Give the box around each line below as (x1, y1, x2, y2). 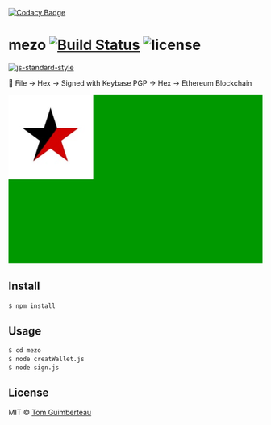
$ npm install (8, 301, 56, 310)
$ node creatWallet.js (8, 356, 85, 364)
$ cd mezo (8, 347, 42, 355)
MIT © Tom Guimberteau (8, 407, 92, 417)
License (8, 386, 49, 400)
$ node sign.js (8, 364, 60, 372)
